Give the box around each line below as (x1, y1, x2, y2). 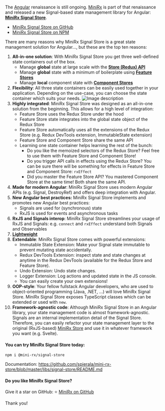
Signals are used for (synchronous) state (19, 205, 102, 211)
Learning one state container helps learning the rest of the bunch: (19, 143, 153, 148)
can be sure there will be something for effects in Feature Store (27, 163, 155, 169)
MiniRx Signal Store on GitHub (12, 24, 74, 30)
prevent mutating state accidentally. (19, 247, 92, 253)
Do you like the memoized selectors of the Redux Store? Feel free (27, 147, 160, 153)
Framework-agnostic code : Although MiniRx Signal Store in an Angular (12, 304, 157, 310)
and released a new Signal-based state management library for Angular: (5, 9, 151, 15)
